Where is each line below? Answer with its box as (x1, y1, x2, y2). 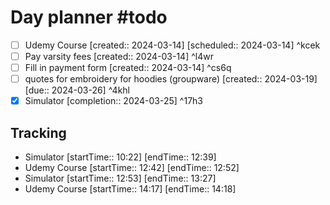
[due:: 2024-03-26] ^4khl (24, 84, 131, 96)
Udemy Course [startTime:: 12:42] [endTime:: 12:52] (24, 162, 240, 174)
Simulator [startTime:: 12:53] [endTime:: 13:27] (24, 172, 217, 185)
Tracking (10, 124, 67, 141)
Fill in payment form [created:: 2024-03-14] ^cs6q (24, 62, 232, 74)
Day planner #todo (10, 6, 168, 29)
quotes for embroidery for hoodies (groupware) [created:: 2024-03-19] (24, 73, 318, 85)
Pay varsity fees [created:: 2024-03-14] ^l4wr (24, 51, 214, 62)
